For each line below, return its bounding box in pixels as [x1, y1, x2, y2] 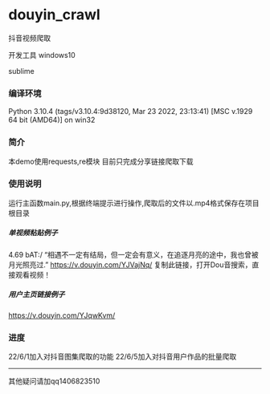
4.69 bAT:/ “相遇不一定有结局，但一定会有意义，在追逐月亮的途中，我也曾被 [8, 250, 259, 259]
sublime [8, 66, 35, 75]
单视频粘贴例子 [8, 228, 58, 238]
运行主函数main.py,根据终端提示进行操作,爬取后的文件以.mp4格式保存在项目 [8, 198, 260, 208]
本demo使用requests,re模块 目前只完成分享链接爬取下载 [8, 156, 194, 166]
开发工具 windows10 [8, 50, 76, 59]
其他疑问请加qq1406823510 [8, 376, 100, 386]
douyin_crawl [8, 6, 100, 24]
